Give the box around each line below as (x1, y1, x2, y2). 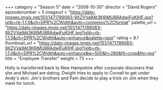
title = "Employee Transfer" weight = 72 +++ (5, 56, 94, 61)
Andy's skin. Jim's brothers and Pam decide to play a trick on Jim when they (5, 75, 159, 81)
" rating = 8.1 (113, 35, 139, 41)
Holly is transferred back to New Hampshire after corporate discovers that (5, 65, 154, 71)
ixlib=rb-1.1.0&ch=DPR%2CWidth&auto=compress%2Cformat (5, 19, 129, 25)
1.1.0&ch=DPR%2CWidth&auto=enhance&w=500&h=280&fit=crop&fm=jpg (5, 50, 155, 56)
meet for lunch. (5, 80, 36, 86)
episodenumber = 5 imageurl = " (5, 9, 71, 15)
